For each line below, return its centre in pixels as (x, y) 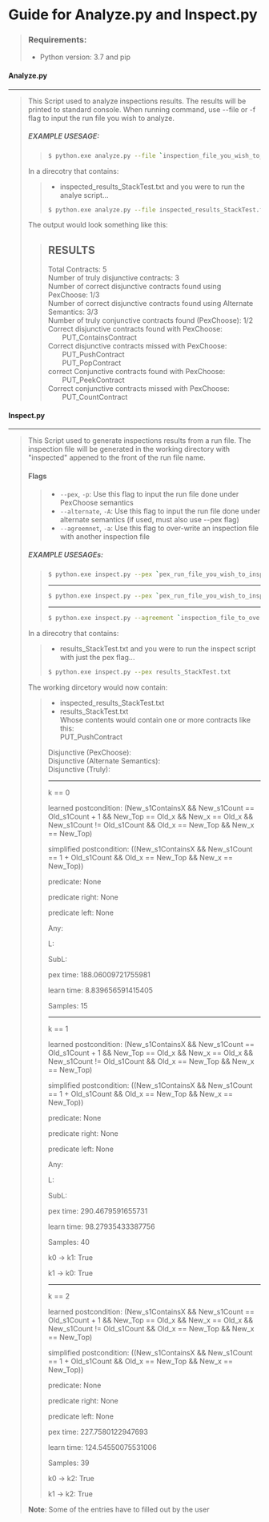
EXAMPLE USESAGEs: (66, 555)
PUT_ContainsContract (100, 337)
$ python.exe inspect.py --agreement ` (114, 618)
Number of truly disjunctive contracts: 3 (114, 278)
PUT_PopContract (92, 363)
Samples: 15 (68, 1006)
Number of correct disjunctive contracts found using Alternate (151, 304)
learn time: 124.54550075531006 (102, 1448)
